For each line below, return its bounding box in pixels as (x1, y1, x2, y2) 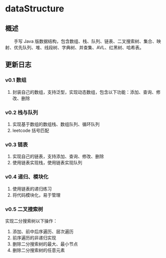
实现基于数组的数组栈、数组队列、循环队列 (12, 121, 100, 127)
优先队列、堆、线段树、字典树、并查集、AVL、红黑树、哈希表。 (13, 44, 144, 50)
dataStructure (5, 3, 65, 14)
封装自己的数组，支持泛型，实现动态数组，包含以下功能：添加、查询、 (12, 89, 157, 95)
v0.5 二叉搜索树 (5, 206, 43, 213)
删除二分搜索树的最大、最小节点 (12, 241, 78, 247)
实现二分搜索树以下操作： (5, 218, 58, 224)
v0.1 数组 (5, 77, 26, 84)
